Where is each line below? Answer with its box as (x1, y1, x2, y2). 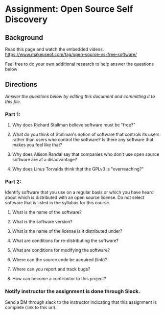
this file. (5, 98, 21, 104)
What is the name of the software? (12, 209, 82, 215)
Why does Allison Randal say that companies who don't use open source (12, 151, 160, 157)
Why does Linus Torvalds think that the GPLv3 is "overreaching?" (12, 166, 144, 172)
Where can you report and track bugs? (12, 266, 91, 272)
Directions (5, 80, 38, 89)
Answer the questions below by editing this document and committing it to (5, 93, 155, 99)
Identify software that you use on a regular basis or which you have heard (5, 190, 154, 195)
